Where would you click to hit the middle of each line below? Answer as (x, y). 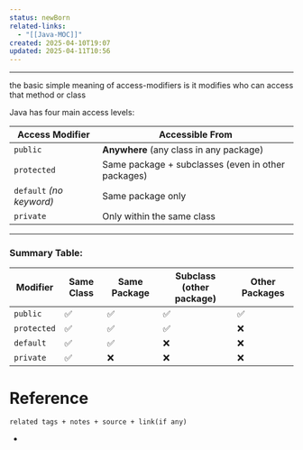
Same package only (144, 197)
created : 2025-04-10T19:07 (60, 43)
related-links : (38, 26)
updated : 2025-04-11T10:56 (60, 51)
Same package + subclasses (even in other (194, 165)
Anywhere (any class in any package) (183, 150)
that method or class (48, 95)
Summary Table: (46, 253)
